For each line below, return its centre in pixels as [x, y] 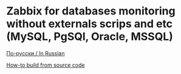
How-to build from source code [46, 65]
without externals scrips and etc [90, 24]
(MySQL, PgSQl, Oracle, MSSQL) [90, 37]
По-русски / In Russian [36, 53]
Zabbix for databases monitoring [91, 11]
